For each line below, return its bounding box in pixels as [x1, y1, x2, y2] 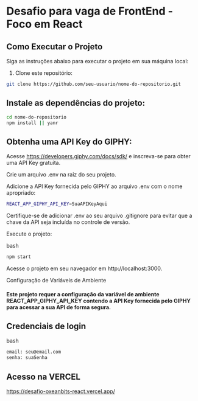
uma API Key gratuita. [6, 159, 61, 167]
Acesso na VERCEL [6, 371, 81, 382]
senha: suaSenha [6, 355, 48, 361]
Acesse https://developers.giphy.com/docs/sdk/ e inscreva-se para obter [6, 153, 191, 160]
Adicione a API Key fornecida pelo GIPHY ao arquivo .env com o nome [6, 183, 183, 190]
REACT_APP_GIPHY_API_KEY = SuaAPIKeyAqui [6, 201, 108, 207]
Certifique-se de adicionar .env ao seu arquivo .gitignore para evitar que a [6, 212, 193, 220]
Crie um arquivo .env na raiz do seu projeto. [6, 171, 117, 178]
